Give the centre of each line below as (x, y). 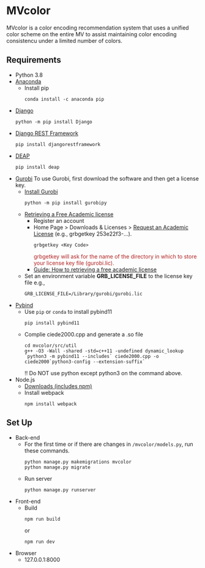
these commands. (47, 450)
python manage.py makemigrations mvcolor (78, 462)
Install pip (36, 88)
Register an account (59, 220)
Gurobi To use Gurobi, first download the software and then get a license (107, 178)
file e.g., (35, 282)
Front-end (28, 501)
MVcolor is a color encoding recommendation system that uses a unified (98, 28)
